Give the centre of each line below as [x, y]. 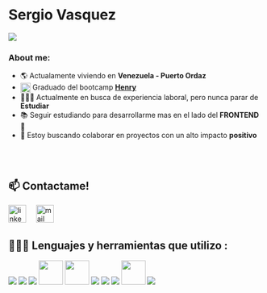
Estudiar [35, 106]
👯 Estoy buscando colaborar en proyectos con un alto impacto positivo [138, 136]
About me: [29, 57]
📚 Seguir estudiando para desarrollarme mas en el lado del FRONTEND [140, 115]
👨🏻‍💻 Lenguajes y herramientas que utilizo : [118, 245]
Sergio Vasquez [63, 15]
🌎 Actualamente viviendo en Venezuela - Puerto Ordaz [113, 76]
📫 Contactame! [49, 186]
